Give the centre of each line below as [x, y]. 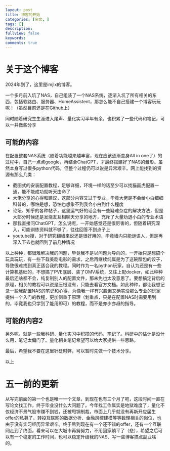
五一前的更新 [32, 384]
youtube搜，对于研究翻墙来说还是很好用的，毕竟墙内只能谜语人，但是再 [88, 236]
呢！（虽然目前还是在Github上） [39, 108]
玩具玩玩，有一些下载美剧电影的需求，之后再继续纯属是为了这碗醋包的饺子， [85, 259]
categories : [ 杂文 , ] [27, 19]
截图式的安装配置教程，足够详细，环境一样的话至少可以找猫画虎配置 [83, 185]
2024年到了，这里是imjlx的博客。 [40, 84]
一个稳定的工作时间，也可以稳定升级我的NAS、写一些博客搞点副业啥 [85, 437]
